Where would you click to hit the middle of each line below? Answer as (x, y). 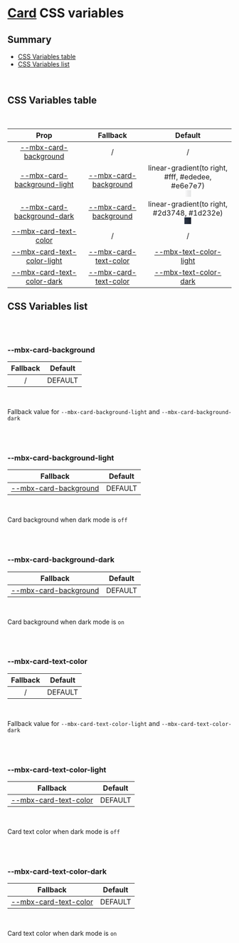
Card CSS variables (66, 13)
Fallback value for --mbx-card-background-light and (84, 411)
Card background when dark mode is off (68, 520)
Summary (30, 40)
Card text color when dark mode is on (62, 934)
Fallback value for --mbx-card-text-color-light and (84, 723)
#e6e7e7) (188, 186)
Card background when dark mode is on (66, 622)
